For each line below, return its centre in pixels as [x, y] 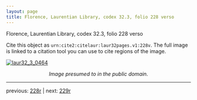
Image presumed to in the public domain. [98, 74]
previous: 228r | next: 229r [38, 91]
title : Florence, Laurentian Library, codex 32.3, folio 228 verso [90, 17]
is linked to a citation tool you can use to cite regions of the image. [86, 51]
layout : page [22, 11]
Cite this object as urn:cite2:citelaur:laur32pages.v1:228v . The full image [97, 45]
